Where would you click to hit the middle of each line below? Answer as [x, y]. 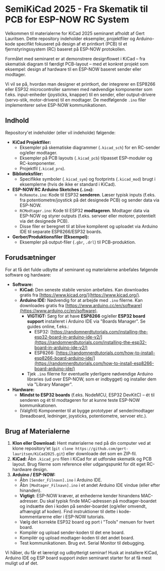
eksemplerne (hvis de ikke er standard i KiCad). [68, 184]
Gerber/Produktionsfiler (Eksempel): [50, 237]
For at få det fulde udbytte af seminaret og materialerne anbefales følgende [82, 269]
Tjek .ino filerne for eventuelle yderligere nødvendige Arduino [90, 374]
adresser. [29, 501]
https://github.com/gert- [102, 449]
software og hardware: [28, 275]
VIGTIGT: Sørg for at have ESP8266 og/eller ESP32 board [86, 316]
